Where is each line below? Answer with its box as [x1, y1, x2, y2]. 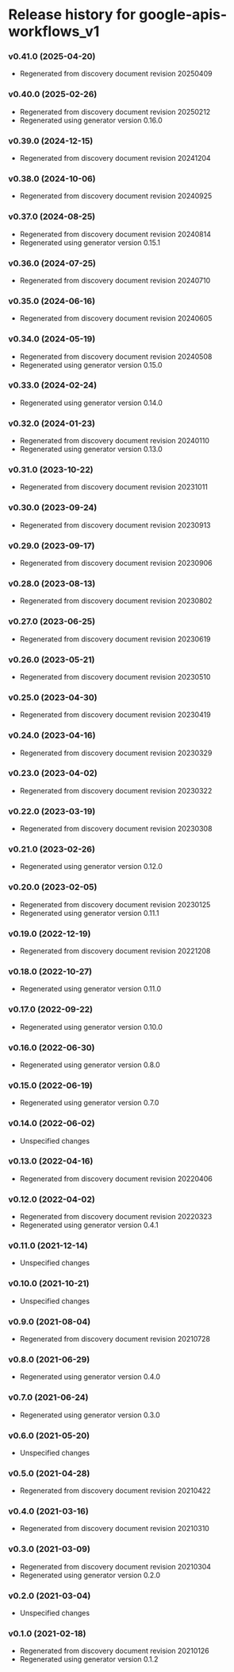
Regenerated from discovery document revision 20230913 [19, 520, 211, 530]
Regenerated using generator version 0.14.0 [19, 398, 163, 407]
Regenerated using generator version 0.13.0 [19, 444, 163, 454]
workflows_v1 [8, 22, 100, 41]
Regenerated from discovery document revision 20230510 [19, 672, 211, 681]
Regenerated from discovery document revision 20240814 [19, 229, 212, 239]
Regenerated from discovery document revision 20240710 [19, 275, 211, 285]
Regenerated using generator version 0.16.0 [19, 115, 163, 125]
